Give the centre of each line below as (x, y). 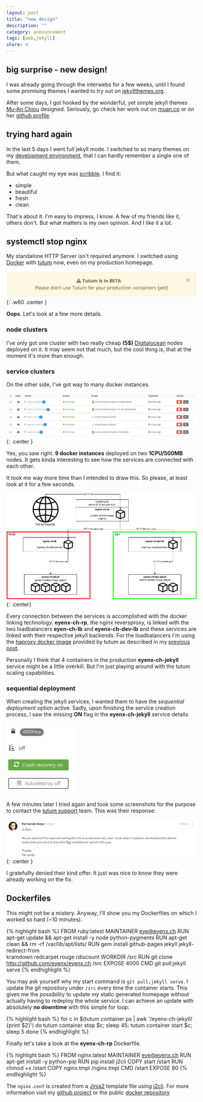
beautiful (26, 192)
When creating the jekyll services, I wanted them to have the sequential (95, 702)
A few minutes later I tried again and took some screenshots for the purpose (101, 805)
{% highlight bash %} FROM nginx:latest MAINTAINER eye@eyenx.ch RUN (99, 1055)
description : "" (27, 25)
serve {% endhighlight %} (38, 970)
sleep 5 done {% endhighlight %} (48, 1031)
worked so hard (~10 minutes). (44, 919)
